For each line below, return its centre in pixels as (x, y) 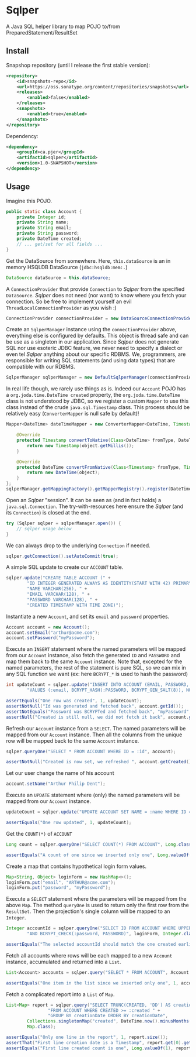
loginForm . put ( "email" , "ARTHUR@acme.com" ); (61, 882)
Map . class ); (42, 1027)
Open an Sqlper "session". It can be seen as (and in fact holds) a (84, 500)
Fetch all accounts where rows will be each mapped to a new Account (89, 955)
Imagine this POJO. (29, 201)
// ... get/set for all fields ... (60, 244)
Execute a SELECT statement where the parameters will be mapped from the (96, 899)
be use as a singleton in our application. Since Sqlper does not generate (92, 342)
